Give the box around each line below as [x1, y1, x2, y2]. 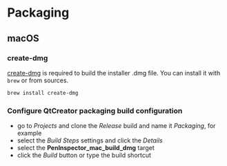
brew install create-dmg [7, 89, 79, 96]
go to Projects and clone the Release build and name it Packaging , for [17, 122, 216, 130]
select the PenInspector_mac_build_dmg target [17, 144, 155, 152]
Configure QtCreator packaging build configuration [7, 106, 183, 116]
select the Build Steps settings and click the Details [17, 136, 164, 145]
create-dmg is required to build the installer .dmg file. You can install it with [7, 68, 221, 77]
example [17, 129, 42, 138]
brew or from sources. [7, 76, 69, 84]
